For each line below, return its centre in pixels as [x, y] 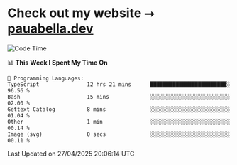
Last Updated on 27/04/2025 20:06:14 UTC [71, 154]
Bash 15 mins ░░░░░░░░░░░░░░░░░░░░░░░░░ [119, 97]
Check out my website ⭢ [81, 13]
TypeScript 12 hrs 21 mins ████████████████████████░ [119, 84]
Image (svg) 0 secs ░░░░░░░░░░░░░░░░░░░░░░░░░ [119, 134]
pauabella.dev [50, 29]
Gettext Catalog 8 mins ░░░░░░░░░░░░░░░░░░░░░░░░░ [119, 109]
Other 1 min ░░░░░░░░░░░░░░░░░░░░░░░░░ [119, 122]
